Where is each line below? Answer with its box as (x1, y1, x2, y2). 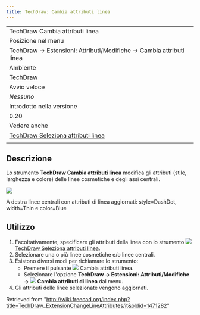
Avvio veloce (9, 83, 45, 91)
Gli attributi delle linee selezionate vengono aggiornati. (14, 284, 149, 292)
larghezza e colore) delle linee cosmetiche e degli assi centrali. (6, 176, 161, 183)
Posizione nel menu (9, 36, 64, 45)
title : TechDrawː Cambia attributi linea (6, 8, 111, 15)
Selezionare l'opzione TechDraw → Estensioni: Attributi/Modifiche (23, 271, 189, 278)
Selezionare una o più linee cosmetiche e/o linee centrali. (14, 251, 155, 258)
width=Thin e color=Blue (6, 205, 67, 212)
